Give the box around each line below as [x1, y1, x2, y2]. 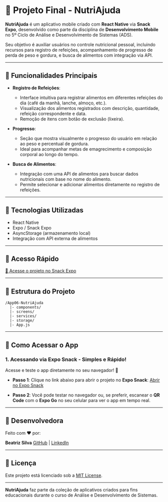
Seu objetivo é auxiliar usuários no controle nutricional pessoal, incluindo [5, 41, 156, 47]
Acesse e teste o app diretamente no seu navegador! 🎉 [5, 367, 118, 373]
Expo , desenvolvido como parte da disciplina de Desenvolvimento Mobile [5, 26, 158, 32]
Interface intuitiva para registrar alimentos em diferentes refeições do [19, 94, 163, 100]
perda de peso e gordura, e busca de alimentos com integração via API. [5, 52, 153, 58]
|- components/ [9, 305, 41, 310]
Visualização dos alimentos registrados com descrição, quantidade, [19, 105, 160, 111]
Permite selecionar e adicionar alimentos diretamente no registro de [19, 181, 160, 187]
